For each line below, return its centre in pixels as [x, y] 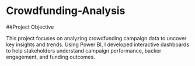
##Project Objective [30, 27]
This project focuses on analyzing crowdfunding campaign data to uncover [96, 38]
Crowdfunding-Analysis [66, 11]
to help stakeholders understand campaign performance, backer [84, 50]
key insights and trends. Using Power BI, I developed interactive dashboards [98, 44]
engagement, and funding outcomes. [51, 57]
